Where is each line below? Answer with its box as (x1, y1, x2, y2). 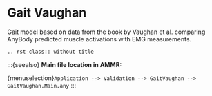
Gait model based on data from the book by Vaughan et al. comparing (7, 28, 206, 36)
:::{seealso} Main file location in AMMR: (7, 60, 122, 68)
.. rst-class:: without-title (7, 48, 95, 55)
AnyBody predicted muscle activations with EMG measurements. (7, 35, 192, 43)
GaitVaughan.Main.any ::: (7, 81, 77, 89)
